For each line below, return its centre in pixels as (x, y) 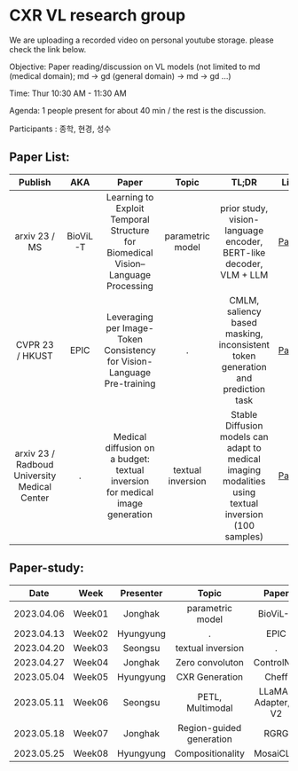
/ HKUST (35, 356)
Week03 (91, 648)
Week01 (91, 613)
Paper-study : (47, 568)
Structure (130, 230)
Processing (129, 286)
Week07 (91, 733)
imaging (244, 469)
